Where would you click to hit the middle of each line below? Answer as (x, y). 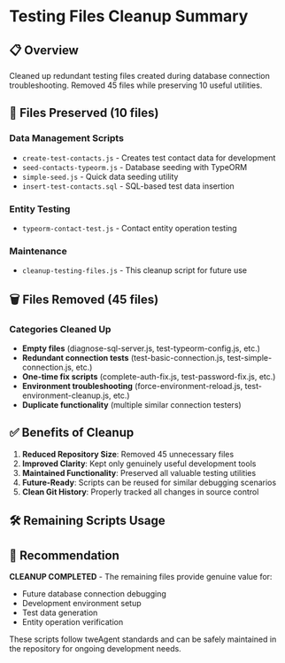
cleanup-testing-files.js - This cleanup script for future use (135, 270)
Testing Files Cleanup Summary (129, 16)
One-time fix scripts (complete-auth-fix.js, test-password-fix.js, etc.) (149, 376)
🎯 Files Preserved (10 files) (84, 113)
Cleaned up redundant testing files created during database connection (139, 76)
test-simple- (250, 357)
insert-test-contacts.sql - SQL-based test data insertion (128, 186)
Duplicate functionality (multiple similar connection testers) (131, 404)
